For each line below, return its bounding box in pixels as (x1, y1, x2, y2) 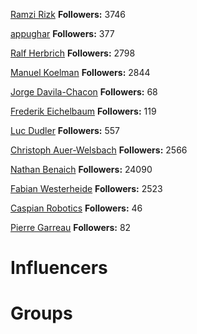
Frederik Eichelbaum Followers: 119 (10, 105, 157, 117)
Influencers (10, 257, 108, 279)
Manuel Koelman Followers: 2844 (10, 67, 151, 78)
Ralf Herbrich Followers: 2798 (10, 47, 136, 59)
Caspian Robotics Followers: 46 (10, 202, 143, 214)
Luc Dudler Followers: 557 (10, 125, 120, 136)
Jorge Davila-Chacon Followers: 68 (10, 86, 158, 98)
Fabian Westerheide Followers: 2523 (10, 183, 163, 194)
